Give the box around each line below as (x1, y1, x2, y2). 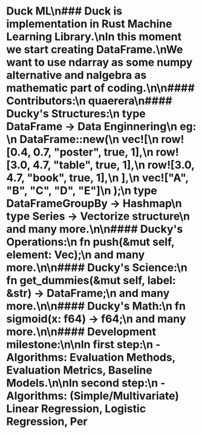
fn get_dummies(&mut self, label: (6, 273, 177, 287)
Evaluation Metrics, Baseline (6, 363, 152, 377)
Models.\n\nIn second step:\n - (6, 376, 166, 390)
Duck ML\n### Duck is (6, 4, 123, 18)
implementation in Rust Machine (6, 17, 172, 31)
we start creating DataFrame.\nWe (6, 43, 183, 57)
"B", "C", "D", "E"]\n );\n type (6, 184, 157, 197)
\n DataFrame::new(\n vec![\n (6, 133, 159, 146)
